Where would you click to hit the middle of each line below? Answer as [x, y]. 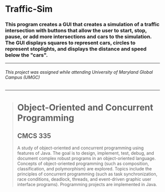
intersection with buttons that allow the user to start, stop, [76, 30]
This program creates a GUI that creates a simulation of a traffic [82, 25]
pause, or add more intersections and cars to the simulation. [79, 37]
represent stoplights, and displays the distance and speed [76, 49]
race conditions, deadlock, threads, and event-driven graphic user [84, 179]
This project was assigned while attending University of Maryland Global [79, 72]
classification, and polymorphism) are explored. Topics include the [84, 168]
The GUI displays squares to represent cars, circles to [70, 43]
